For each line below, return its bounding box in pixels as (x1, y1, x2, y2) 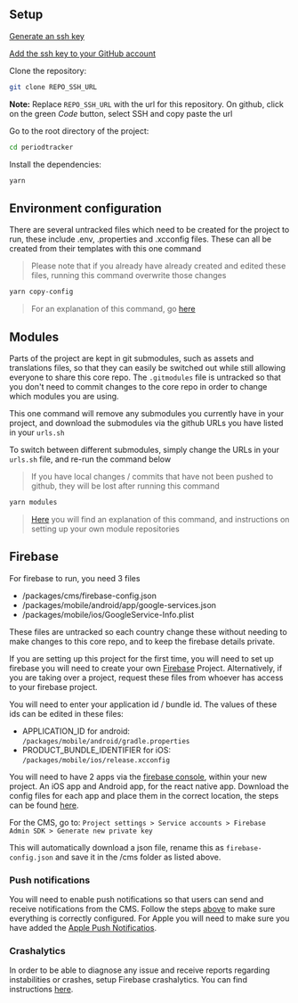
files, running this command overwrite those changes (30, 270, 227, 281)
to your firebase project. (9, 681, 98, 692)
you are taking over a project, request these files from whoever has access (9, 672, 284, 683)
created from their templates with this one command (9, 243, 202, 254)
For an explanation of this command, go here (30, 303, 196, 315)
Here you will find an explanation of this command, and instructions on (30, 514, 290, 524)
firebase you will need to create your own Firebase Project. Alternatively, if (9, 662, 283, 673)
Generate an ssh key (9, 30, 85, 41)
